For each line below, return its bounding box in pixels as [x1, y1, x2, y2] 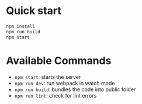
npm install [6, 23, 35, 29]
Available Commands [6, 54, 112, 67]
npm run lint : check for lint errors [14, 92, 97, 99]
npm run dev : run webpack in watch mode [14, 79, 115, 86]
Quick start [6, 4, 61, 18]
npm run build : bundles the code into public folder [14, 86, 136, 93]
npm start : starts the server [14, 73, 81, 80]
